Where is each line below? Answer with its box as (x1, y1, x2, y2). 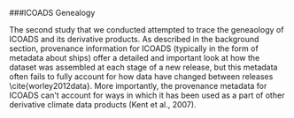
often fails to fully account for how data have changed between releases (9, 71, 274, 82)
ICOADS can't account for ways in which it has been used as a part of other (9, 90, 285, 100)
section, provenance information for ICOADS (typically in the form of (9, 43, 259, 54)
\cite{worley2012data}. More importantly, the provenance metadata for (9, 81, 267, 91)
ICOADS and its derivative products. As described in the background (9, 34, 259, 44)
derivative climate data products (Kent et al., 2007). (9, 100, 197, 109)
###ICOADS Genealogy (9, 8, 96, 18)
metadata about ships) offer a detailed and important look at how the (9, 53, 260, 63)
